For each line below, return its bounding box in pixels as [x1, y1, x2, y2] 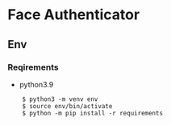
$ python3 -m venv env [22, 95, 98, 103]
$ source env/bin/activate [22, 102, 113, 110]
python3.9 [19, 79, 54, 89]
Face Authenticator [7, 6, 140, 24]
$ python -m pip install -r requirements [22, 109, 163, 117]
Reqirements [7, 62, 59, 73]
